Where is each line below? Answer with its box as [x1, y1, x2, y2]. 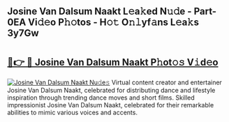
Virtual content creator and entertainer [111, 78, 222, 86]
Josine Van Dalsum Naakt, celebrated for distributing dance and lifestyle [7, 86, 216, 94]
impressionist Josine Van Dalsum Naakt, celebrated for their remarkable [7, 101, 214, 109]
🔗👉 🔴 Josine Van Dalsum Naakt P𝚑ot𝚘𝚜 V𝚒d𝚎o [7, 56, 219, 68]
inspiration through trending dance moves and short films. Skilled [7, 93, 195, 102]
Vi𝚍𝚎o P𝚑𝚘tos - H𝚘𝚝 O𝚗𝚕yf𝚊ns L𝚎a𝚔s [27, 17, 199, 29]
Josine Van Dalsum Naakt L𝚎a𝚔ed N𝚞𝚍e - [7, 6, 192, 17]
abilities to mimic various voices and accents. [7, 108, 138, 116]
